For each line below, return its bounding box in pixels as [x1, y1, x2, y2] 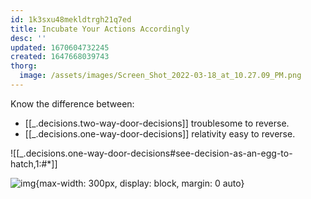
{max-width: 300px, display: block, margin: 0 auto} [35, 177, 245, 189]
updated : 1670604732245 [10, 42, 110, 53]
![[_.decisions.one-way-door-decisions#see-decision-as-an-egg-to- [10, 147, 293, 159]
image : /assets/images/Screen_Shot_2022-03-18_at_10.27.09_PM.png [19, 71, 302, 81]
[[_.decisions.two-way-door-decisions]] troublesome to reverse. [24, 117, 290, 129]
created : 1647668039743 [10, 52, 110, 62]
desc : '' [10, 33, 47, 43]
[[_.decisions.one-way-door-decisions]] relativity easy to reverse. [24, 127, 296, 140]
